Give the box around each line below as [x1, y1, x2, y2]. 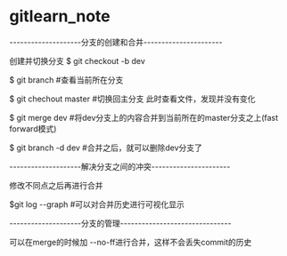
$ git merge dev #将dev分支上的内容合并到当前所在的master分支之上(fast [9, 112, 279, 123]
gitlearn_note [9, 6, 111, 27]
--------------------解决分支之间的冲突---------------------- [9, 161, 231, 172]
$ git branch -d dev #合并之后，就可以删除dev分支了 [9, 142, 203, 153]
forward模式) [9, 123, 57, 134]
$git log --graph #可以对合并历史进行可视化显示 [9, 198, 185, 210]
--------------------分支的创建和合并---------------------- [9, 36, 223, 47]
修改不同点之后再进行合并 [9, 180, 103, 190]
